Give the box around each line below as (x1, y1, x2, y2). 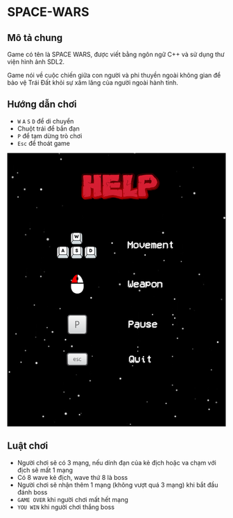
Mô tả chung (7, 32, 63, 44)
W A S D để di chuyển (17, 117, 74, 125)
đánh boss (17, 487, 48, 496)
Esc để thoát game (17, 139, 71, 147)
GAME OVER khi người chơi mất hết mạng (17, 495, 128, 503)
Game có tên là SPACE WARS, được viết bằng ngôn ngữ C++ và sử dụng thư (7, 50, 225, 58)
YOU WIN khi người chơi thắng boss (17, 503, 115, 511)
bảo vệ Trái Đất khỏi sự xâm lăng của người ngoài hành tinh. (7, 78, 178, 87)
